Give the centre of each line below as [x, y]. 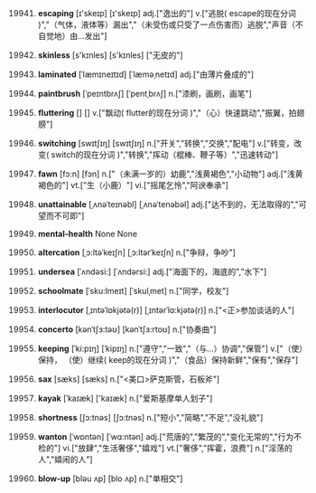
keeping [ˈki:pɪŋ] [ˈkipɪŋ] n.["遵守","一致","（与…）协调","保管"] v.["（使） [172, 348]
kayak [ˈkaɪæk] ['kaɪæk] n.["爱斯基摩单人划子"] [125, 398]
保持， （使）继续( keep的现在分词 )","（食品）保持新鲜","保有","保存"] [168, 360]
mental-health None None [88, 234]
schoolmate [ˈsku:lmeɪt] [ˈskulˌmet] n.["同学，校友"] [133, 291]
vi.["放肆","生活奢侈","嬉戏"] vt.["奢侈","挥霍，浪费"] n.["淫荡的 [177, 448]
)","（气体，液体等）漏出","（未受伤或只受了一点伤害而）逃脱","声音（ [167, 24]
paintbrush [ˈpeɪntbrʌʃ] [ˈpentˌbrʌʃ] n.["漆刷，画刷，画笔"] [145, 94]
